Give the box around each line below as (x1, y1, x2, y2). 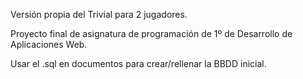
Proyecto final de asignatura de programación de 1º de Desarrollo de (10, 28, 293, 39)
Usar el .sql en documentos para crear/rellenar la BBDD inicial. (10, 58, 267, 69)
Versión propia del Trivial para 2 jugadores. (10, 9, 188, 20)
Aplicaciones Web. (10, 39, 88, 50)
